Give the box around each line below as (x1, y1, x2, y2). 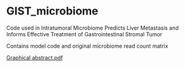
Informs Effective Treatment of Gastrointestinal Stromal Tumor (6, 30, 163, 37)
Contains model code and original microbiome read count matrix (6, 42, 169, 49)
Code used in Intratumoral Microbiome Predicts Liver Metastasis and (6, 24, 179, 31)
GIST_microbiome (6, 4, 99, 18)
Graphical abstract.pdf (6, 54, 63, 61)
